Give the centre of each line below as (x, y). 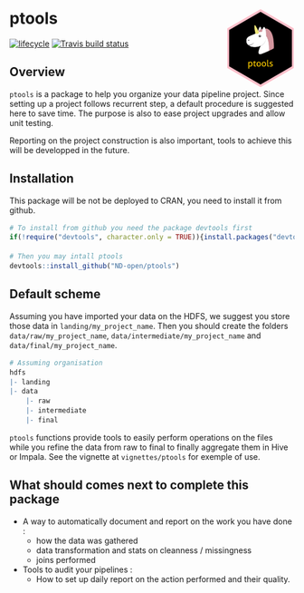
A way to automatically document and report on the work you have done (157, 521)
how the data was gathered (87, 540)
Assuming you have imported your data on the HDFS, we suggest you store (150, 316)
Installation (42, 179)
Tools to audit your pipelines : (77, 569)
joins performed (66, 559)
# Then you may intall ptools (66, 257)
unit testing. (32, 122)
